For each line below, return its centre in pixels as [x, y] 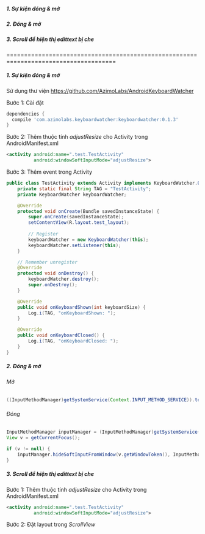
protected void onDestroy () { [56, 273]
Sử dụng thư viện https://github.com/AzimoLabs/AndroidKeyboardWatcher [100, 91]
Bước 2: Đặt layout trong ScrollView [51, 525]
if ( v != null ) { [28, 449]
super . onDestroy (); [53, 285]
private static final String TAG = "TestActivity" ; [84, 189]
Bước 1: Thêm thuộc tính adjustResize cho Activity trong [77, 489]
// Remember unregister [48, 262]
